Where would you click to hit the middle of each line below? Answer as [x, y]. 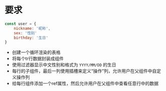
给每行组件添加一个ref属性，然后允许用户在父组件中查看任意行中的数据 [85, 84]
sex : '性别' [25, 33]
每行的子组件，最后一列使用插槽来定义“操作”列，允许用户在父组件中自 [84, 71]
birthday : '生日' [31, 38]
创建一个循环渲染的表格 [36, 52]
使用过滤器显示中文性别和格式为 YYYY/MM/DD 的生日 [64, 65]
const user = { [21, 24]
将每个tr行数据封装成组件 [38, 59]
